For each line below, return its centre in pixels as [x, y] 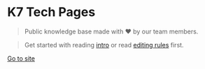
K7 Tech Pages [51, 12]
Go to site [21, 58]
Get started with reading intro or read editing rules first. [104, 45]
